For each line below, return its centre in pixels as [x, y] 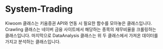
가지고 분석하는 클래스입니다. [33, 41]
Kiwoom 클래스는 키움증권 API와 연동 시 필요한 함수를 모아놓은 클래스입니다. [79, 23]
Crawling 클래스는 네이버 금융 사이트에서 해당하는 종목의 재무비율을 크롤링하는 [81, 29]
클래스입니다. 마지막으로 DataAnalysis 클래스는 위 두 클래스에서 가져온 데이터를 [81, 35]
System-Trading [39, 9]
